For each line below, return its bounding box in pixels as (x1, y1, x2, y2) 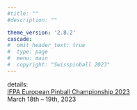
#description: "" (7, 17, 58, 24)
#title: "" (7, 10, 39, 17)
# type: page (7, 48, 49, 55)
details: (7, 80, 29, 89)
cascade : (7, 35, 33, 42)
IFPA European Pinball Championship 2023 (7, 87, 130, 95)
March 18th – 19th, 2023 (7, 95, 76, 103)
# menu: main (7, 55, 49, 62)
